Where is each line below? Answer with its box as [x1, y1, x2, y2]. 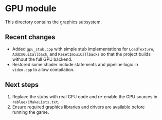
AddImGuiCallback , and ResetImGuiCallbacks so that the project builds [12, 51, 151, 57]
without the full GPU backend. [12, 56, 72, 62]
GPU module [5, 3, 57, 14]
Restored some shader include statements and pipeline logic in [12, 61, 139, 67]
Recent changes [5, 33, 55, 41]
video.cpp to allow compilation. [12, 67, 74, 72]
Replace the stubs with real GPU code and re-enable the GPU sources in [12, 93, 158, 100]
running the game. [12, 109, 49, 115]
